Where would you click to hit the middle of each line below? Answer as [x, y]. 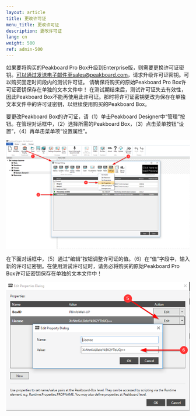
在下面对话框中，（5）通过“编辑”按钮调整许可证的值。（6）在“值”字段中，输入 [98, 259]
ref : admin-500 [24, 50]
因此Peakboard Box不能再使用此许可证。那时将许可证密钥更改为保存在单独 [96, 97]
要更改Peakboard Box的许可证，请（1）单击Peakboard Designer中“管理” [93, 116]
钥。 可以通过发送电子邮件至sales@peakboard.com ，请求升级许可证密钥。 [95, 75]
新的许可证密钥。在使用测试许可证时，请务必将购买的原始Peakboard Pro [93, 266]
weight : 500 [20, 43]
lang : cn [17, 37]
